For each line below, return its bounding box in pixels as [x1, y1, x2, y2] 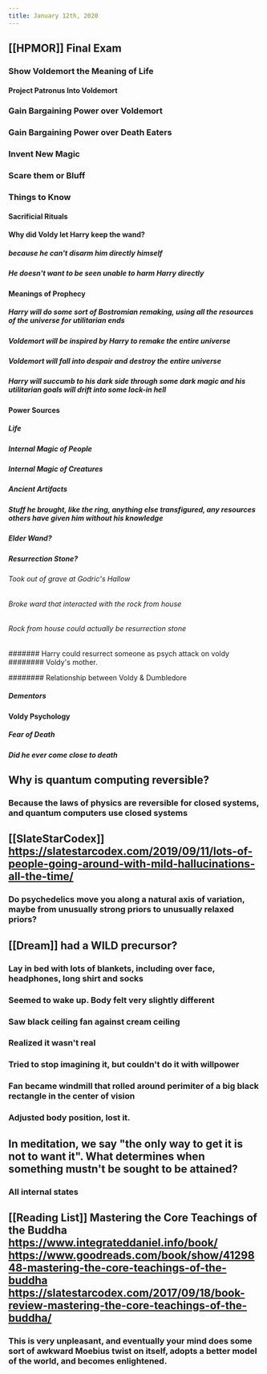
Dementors [8, 691, 47, 701]
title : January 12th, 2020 [8, 11, 99, 20]
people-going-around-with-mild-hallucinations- [8, 857, 255, 871]
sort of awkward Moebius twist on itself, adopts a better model [8, 1345, 257, 1356]
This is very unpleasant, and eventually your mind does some [8, 1335, 253, 1346]
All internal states [8, 1186, 79, 1197]
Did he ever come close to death [8, 750, 118, 760]
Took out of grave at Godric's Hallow [8, 573, 131, 583]
